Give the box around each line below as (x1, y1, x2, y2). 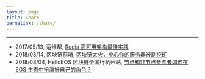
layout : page (6, 9, 40, 15)
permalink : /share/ (6, 20, 56, 26)
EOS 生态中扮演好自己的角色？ (15, 66, 92, 74)
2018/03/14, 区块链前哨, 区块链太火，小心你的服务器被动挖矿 (15, 51, 168, 58)
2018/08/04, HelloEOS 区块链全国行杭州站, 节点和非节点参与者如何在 (15, 58, 189, 66)
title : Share (6, 15, 40, 21)
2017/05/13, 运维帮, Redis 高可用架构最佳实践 (15, 43, 129, 50)
